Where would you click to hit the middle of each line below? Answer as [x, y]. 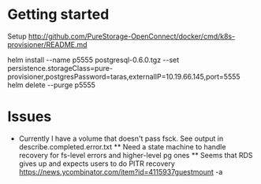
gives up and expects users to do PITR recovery [97, 164]
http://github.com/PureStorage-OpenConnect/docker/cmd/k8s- [132, 36]
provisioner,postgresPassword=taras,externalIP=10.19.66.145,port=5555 [124, 76]
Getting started [58, 15]
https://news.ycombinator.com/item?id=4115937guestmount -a [121, 171]
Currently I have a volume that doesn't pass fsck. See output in [121, 138]
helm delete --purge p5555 [52, 85]
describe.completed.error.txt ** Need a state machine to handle [122, 146]
